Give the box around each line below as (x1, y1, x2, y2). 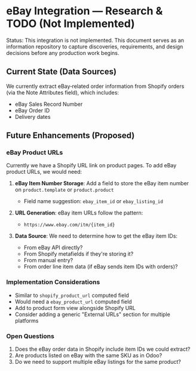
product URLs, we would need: (6, 168, 82, 176)
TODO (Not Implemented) (6, 17, 136, 30)
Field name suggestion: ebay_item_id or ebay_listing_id (23, 198, 163, 205)
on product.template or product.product (14, 186, 114, 194)
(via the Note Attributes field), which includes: (6, 88, 120, 96)
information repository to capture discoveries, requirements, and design (6, 43, 183, 50)
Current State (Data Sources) (6, 67, 117, 77)
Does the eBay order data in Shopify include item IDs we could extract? (14, 345, 191, 353)
